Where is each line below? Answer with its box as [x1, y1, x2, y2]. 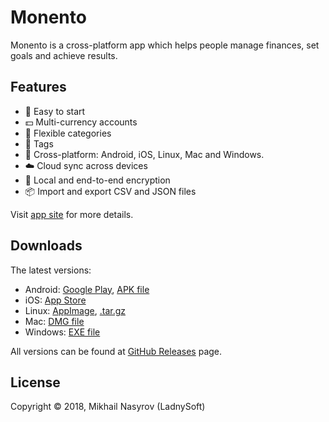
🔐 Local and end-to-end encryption [24, 174, 171, 186]
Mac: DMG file [24, 315, 85, 327]
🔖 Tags [24, 137, 54, 150]
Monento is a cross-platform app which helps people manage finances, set [10, 39, 320, 51]
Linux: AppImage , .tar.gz [24, 304, 126, 316]
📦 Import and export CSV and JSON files [24, 185, 197, 197]
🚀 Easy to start [24, 105, 86, 117]
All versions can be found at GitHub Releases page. [10, 345, 223, 357]
